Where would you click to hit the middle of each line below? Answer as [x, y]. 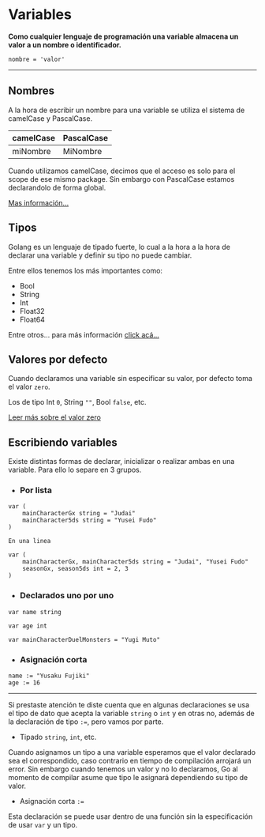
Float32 [32, 311]
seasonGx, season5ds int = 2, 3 [75, 569]
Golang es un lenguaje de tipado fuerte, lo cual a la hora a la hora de [119, 247]
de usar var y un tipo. [43, 825]
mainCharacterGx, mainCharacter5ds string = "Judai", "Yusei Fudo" [135, 562]
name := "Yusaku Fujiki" [49, 676]
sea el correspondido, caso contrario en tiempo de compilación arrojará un [130, 761]
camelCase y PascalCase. [50, 118]
